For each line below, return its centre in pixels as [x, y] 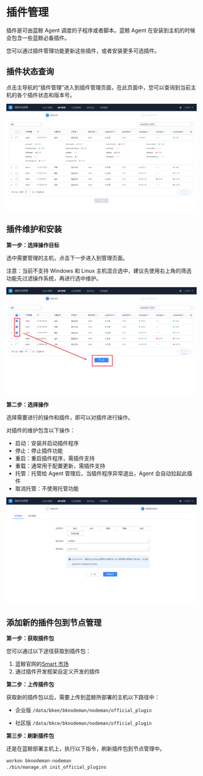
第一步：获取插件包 [30, 638]
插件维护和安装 [34, 230]
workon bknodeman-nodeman [39, 761]
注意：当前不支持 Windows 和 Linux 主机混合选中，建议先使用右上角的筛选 [99, 270]
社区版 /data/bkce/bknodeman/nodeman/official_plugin [83, 723]
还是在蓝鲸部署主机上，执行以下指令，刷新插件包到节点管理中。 [85, 749]
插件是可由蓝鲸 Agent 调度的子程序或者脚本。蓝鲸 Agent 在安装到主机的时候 [101, 30]
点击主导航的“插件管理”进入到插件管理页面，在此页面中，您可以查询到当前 [99, 87]
